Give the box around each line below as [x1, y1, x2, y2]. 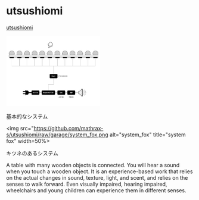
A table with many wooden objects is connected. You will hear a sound [6, 161, 180, 168]
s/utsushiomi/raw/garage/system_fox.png [6, 131, 108, 138]
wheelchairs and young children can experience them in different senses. [6, 186, 186, 194]
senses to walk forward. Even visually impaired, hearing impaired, [6, 180, 167, 187]
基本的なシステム [6, 112, 48, 120]
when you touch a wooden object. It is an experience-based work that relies [6, 168, 193, 175]
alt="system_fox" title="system [109, 131, 186, 138]
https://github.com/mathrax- [33, 124, 104, 132]
